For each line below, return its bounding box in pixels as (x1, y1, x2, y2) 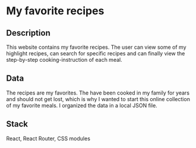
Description (6, 28, 50, 38)
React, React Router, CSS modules (6, 135, 91, 142)
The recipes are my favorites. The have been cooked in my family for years (6, 89, 190, 96)
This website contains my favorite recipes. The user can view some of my (6, 43, 186, 51)
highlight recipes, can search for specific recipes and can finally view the (6, 50, 185, 57)
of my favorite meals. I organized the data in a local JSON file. (6, 102, 157, 109)
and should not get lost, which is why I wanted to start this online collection (6, 95, 190, 102)
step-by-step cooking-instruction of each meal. (6, 56, 123, 63)
